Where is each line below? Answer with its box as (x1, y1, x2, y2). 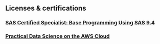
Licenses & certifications (5, 4, 86, 13)
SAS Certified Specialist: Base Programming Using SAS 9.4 (5, 19, 155, 26)
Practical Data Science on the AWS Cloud (5, 33, 110, 40)
